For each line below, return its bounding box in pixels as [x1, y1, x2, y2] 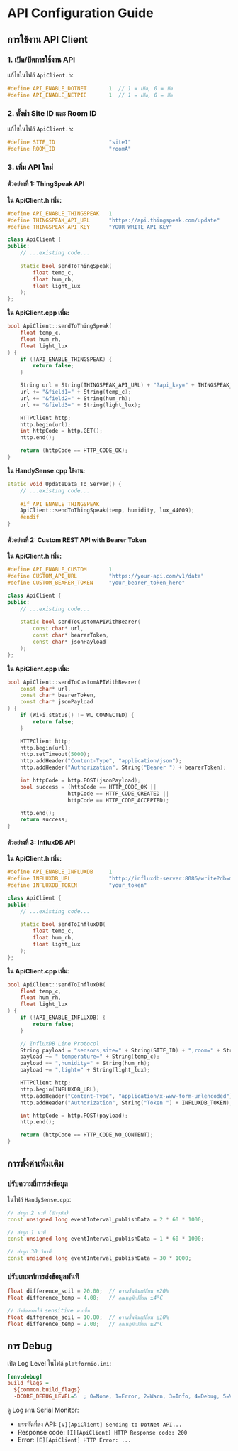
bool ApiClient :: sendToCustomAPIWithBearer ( [7, 679, 141, 686]
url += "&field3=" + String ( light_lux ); [20, 401, 141, 409]
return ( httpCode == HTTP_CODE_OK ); [20, 447, 129, 454]
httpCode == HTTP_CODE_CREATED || [67, 790, 170, 797]
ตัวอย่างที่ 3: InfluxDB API [7, 838, 76, 846]
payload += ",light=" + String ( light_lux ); [20, 1067, 151, 1074]
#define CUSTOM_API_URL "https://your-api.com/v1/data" [7, 573, 204, 580]
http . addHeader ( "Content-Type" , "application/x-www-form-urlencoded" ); [20, 1092, 236, 1099]
